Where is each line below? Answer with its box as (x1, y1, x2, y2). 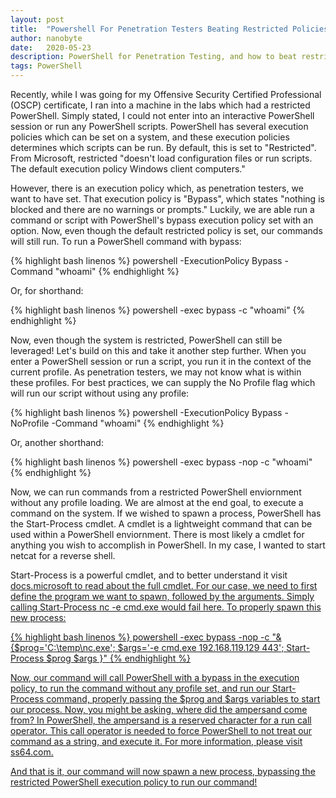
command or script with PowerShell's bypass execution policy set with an (10, 214, 314, 226)
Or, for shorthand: (10, 285, 84, 296)
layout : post (10, 14, 65, 25)
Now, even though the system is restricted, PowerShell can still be (10, 334, 283, 346)
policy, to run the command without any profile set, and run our (10, 682, 270, 694)
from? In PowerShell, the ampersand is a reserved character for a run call (10, 714, 312, 726)
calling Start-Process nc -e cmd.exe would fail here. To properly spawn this (10, 601, 322, 613)
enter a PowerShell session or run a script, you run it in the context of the (10, 356, 312, 367)
